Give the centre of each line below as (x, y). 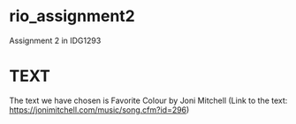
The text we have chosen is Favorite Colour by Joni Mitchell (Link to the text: (148, 100)
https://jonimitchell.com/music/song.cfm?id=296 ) (99, 109)
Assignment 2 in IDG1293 (55, 40)
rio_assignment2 (72, 16)
